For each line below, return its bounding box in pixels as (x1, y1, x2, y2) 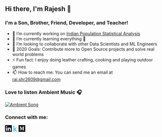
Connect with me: (5, 114, 48, 120)
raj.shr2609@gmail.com (12, 76, 61, 82)
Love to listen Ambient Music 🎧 (5, 89, 82, 96)
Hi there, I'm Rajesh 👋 (5, 5, 72, 13)
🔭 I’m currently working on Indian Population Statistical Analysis (12, 30, 141, 37)
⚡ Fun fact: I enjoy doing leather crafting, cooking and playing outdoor (12, 57, 153, 62)
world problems (12, 51, 44, 57)
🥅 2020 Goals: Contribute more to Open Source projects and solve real (12, 46, 155, 52)
